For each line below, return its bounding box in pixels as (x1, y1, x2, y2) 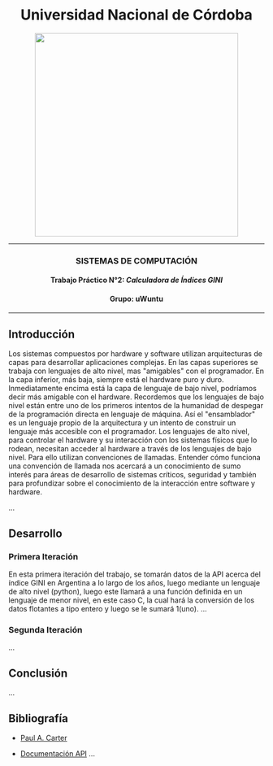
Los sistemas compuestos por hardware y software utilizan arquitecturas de (8, 349, 262, 359)
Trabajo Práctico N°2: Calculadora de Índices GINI (50, 275, 223, 285)
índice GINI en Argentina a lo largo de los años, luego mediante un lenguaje (8, 578, 261, 588)
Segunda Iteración (8, 625, 83, 636)
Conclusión (8, 666, 68, 680)
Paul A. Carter (19, 733, 67, 743)
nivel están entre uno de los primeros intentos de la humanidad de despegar (8, 401, 264, 411)
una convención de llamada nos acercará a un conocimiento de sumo (8, 461, 241, 471)
